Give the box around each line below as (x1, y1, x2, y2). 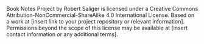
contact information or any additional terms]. (6, 31, 119, 38)
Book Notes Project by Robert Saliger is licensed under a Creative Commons (6, 5, 199, 12)
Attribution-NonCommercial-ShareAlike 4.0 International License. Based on (6, 11, 195, 19)
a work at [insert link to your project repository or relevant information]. (6, 18, 185, 25)
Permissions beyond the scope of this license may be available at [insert (6, 24, 188, 31)
